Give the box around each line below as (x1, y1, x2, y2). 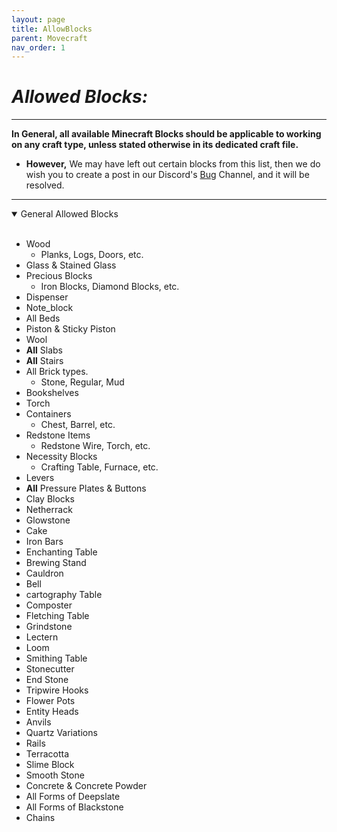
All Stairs (25, 355, 64, 367)
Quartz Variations (25, 727, 98, 739)
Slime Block (25, 759, 75, 771)
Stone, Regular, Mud (40, 376, 125, 388)
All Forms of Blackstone (25, 801, 124, 813)
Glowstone (25, 514, 71, 526)
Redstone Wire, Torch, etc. (40, 440, 151, 452)
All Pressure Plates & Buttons (25, 482, 147, 495)
